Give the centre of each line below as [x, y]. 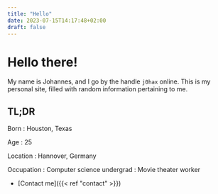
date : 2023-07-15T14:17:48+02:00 [57, 21]
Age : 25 [20, 142]
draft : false [27, 27]
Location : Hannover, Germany [52, 156]
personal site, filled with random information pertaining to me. [98, 89]
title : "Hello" [30, 14]
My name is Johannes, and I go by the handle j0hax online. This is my [109, 81]
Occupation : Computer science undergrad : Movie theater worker [104, 170]
